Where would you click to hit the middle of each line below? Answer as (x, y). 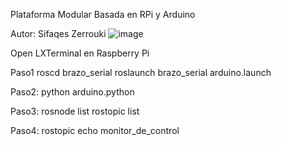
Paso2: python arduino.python (72, 92)
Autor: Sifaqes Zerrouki (58, 33)
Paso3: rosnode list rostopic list (75, 111)
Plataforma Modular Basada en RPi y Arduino (103, 14)
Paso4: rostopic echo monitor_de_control (95, 130)
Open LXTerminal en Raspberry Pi (80, 53)
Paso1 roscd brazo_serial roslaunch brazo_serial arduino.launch (141, 72)
